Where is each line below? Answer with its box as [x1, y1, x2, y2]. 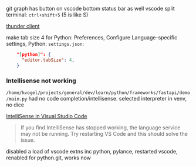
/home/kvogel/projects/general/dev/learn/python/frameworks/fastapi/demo [6, 89, 191, 96]
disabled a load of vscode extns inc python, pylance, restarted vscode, [6, 148, 178, 155]
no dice [6, 101, 25, 108]
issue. [20, 136, 35, 143]
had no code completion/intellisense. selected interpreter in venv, [28, 95, 187, 102]
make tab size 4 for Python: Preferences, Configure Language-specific [6, 34, 178, 41]
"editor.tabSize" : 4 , [21, 57, 75, 63]
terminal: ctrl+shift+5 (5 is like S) [6, 11, 89, 18]
